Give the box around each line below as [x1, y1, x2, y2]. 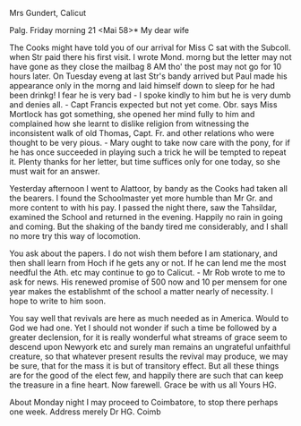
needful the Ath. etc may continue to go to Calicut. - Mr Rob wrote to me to [9, 268, 286, 277]
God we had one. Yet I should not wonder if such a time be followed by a [9, 322, 278, 333]
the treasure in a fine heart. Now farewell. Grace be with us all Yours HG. [9, 379, 278, 390]
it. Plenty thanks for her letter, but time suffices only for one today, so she [9, 157, 280, 166]
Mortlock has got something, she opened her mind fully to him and [9, 109, 255, 119]
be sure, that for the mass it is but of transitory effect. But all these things [9, 361, 279, 371]
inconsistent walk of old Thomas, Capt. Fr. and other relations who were [9, 128, 275, 138]
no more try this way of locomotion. [9, 231, 141, 241]
